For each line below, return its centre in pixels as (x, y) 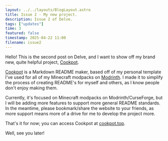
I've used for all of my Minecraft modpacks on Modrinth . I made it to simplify (84, 77)
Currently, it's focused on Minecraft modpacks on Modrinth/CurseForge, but (84, 97)
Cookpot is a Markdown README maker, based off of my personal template (83, 72)
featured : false (22, 33)
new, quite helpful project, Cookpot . (42, 62)
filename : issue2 (23, 43)
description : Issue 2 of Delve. (39, 19)
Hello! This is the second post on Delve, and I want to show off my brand (80, 57)
